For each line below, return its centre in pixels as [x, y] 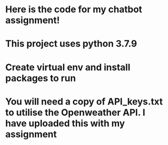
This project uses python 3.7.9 [71, 44]
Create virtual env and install [68, 67]
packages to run [40, 78]
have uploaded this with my [65, 123]
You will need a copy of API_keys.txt [84, 101]
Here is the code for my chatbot [74, 9]
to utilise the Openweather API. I [75, 112]
